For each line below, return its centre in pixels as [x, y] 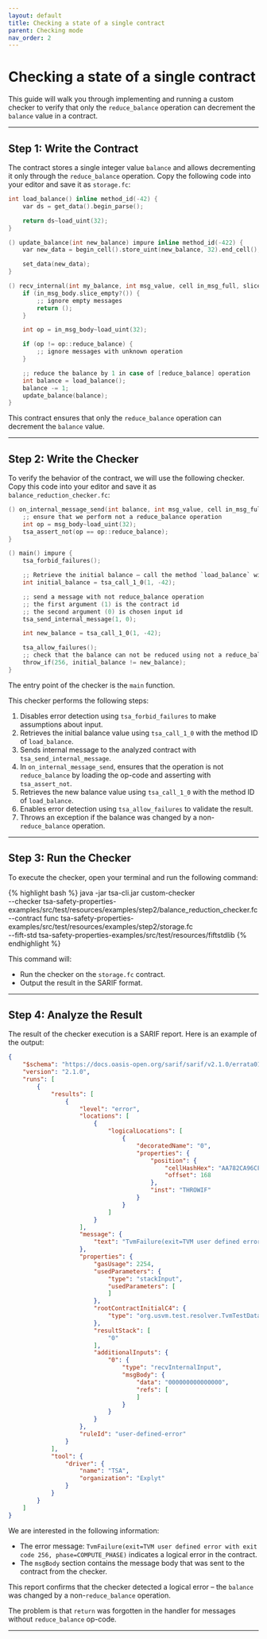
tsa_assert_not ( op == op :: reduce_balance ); [96, 532]
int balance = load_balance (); [74, 381]
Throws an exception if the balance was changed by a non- [117, 817]
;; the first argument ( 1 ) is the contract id [101, 604]
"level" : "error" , [110, 1109]
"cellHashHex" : [190, 1168]
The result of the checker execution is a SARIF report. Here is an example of [133, 1034]
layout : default [35, 15]
